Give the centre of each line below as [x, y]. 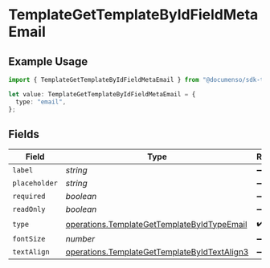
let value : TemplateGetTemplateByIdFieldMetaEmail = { [102, 94]
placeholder [35, 183]
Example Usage [48, 61]
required [29, 197]
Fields [24, 134]
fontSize [29, 239]
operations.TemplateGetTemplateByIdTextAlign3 [157, 252]
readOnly [29, 209]
